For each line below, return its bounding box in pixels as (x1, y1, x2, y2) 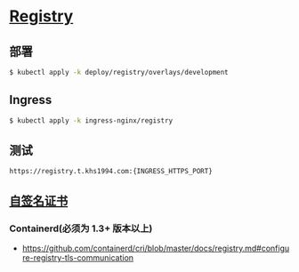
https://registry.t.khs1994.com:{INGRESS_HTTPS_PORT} (9, 167, 214, 176)
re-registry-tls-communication (21, 252, 134, 263)
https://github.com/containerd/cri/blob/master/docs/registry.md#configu (21, 243, 290, 254)
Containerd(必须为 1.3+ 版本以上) (9, 222, 153, 235)
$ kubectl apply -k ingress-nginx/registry (9, 116, 174, 125)
